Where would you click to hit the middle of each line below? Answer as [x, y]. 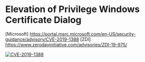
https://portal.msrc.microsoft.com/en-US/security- [83, 34]
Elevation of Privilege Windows [72, 9]
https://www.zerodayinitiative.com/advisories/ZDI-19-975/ [66, 44]
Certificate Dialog [43, 20]
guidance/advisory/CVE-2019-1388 [42, 39]
